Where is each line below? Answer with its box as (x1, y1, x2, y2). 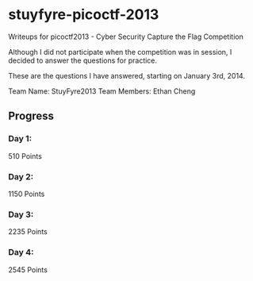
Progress (8, 110, 54, 123)
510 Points (8, 151, 42, 160)
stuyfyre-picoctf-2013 (8, 6, 159, 24)
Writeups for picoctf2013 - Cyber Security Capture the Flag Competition (8, 32, 243, 41)
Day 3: (8, 209, 34, 220)
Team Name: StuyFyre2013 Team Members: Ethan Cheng (8, 86, 196, 96)
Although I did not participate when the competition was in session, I (8, 47, 232, 56)
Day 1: (8, 133, 33, 144)
